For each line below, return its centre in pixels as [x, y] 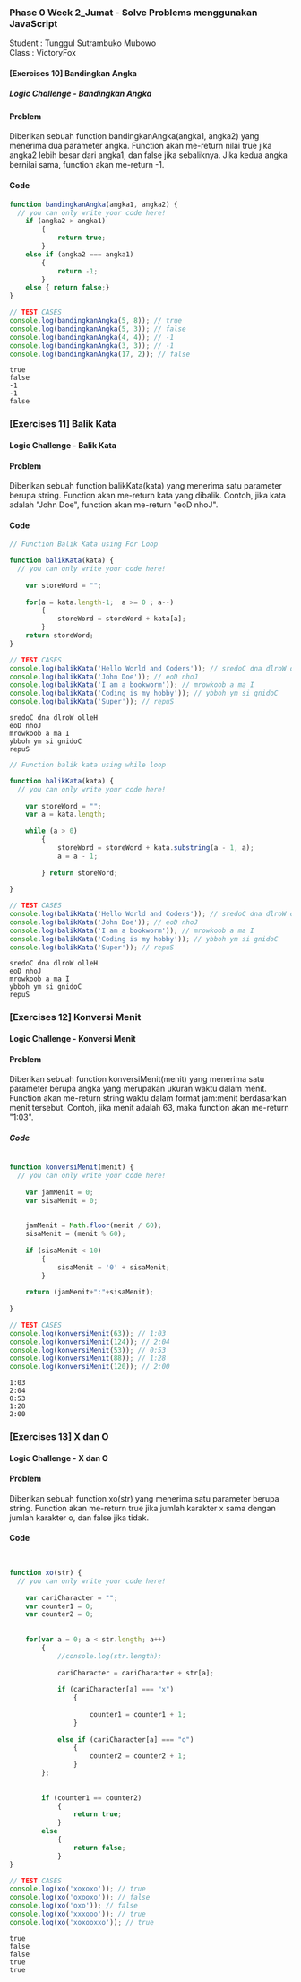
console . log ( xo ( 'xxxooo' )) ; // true [77, 1914]
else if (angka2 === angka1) [80, 254]
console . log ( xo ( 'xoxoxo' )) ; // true [77, 1889]
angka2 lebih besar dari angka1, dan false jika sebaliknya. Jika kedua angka [149, 155]
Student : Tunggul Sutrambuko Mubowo [83, 43]
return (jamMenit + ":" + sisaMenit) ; [90, 1293]
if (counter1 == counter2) [92, 1798]
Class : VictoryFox [43, 53]
